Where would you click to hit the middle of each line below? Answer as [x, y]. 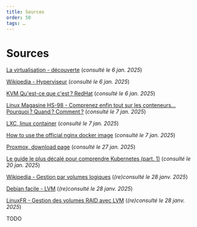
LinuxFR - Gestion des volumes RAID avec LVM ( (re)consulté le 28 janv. [95, 200]
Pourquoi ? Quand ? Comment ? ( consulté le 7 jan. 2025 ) [76, 112]
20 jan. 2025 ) [23, 165]
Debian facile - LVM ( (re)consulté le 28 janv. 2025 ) [70, 189]
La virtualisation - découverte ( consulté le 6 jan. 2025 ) [74, 70]
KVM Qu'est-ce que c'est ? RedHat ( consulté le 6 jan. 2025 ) [81, 93]
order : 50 [19, 18]
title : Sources [25, 12]
